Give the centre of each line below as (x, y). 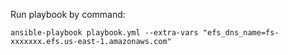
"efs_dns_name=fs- (241, 33)
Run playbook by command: (68, 14)
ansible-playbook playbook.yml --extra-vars (104, 33)
